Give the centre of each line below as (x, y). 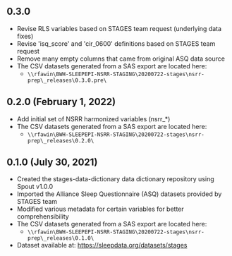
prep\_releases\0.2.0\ (61, 140)
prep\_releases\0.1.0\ (61, 238)
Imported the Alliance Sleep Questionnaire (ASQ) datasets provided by (119, 194)
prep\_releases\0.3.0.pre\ (67, 80)
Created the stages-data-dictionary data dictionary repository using (115, 179)
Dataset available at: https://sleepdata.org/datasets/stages (102, 245)
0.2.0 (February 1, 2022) (61, 102)
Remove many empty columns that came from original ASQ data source (121, 59)
